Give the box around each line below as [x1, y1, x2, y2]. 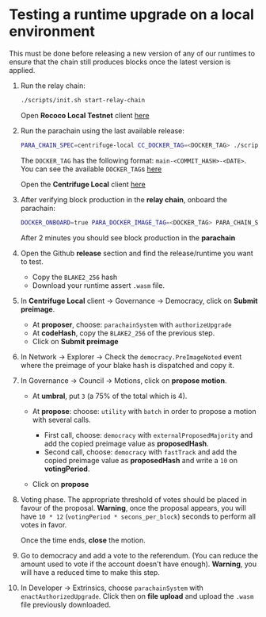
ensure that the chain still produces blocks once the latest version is [9, 57, 231, 67]
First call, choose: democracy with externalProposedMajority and [44, 430, 253, 439]
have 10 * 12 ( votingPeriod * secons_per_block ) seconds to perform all [20, 512, 256, 521]
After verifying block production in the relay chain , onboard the [20, 194, 228, 204]
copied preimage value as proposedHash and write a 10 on [44, 455, 238, 465]
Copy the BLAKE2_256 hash [32, 272, 118, 282]
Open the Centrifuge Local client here [20, 179, 146, 189]
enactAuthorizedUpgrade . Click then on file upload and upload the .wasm [20, 591, 254, 600]
